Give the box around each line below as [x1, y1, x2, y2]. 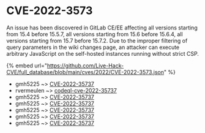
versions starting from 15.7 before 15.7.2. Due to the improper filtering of [6, 37, 188, 44]
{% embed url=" [6, 62, 48, 69]
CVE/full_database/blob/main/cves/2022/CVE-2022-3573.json [6, 68, 164, 75]
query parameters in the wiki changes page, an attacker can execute [6, 44, 180, 51]
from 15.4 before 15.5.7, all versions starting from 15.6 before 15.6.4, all [6, 30, 183, 37]
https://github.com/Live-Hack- [47, 62, 124, 69]
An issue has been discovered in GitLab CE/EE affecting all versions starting [6, 24, 198, 31]
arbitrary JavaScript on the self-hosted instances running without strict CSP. [6, 50, 199, 57]
